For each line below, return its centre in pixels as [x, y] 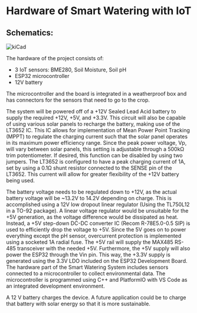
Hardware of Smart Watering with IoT [99, 11]
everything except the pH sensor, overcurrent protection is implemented [94, 236]
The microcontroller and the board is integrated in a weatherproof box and [96, 94]
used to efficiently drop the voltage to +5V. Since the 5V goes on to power [96, 229]
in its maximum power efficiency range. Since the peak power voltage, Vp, [96, 143]
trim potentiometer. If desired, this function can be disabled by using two [94, 155]
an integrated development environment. [55, 286]
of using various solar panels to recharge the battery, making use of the [93, 124]
